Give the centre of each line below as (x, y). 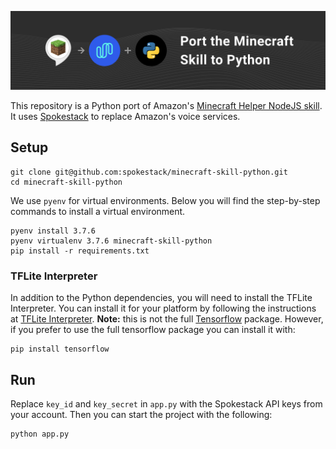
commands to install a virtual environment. (98, 211)
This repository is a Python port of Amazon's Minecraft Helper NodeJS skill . (166, 105)
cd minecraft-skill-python (66, 182)
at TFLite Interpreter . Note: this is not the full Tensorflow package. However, (167, 319)
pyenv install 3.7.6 (53, 231)
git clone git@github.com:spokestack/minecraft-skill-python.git (149, 172)
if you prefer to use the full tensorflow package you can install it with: (153, 330)
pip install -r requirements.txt (80, 251)
